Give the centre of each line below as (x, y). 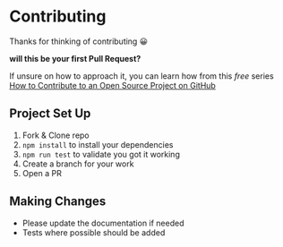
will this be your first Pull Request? (75, 58)
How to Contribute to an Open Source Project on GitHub (113, 85)
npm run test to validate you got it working (101, 154)
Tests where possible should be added (94, 232)
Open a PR (42, 173)
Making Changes (58, 202)
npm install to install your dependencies (98, 144)
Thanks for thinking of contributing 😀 (78, 41)
